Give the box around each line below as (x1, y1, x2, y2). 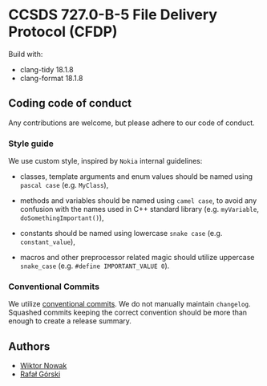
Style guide (8, 138, 55, 149)
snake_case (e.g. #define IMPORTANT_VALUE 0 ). (19, 261, 170, 270)
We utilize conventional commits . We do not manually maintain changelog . (8, 299, 251, 309)
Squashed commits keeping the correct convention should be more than (8, 307, 247, 318)
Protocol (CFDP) (8, 22, 118, 41)
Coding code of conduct (8, 96, 132, 110)
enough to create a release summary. (8, 316, 132, 326)
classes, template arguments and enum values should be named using (19, 172, 253, 181)
